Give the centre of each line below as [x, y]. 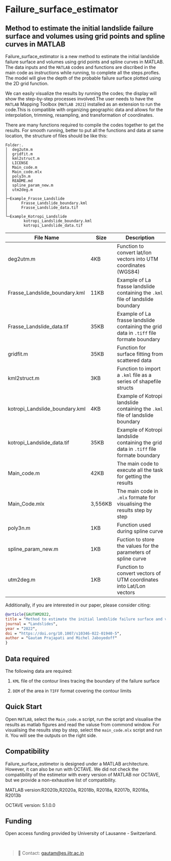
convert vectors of [139, 573]
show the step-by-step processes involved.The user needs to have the [79, 99]
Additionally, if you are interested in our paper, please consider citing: [78, 605]
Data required [27, 659]
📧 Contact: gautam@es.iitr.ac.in [51, 853]
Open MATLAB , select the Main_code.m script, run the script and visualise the [83, 719]
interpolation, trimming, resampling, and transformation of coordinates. [80, 115]
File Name [47, 237]
